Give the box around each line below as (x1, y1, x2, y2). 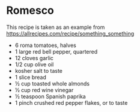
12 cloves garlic (14, 54, 54, 61)
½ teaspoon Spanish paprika (14, 93, 86, 100)
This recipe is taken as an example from (6, 23, 105, 31)
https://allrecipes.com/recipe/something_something (6, 30, 134, 37)
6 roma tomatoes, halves (14, 42, 76, 49)
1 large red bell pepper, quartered (14, 48, 98, 55)
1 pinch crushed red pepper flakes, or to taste (14, 99, 128, 106)
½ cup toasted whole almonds (14, 79, 90, 87)
